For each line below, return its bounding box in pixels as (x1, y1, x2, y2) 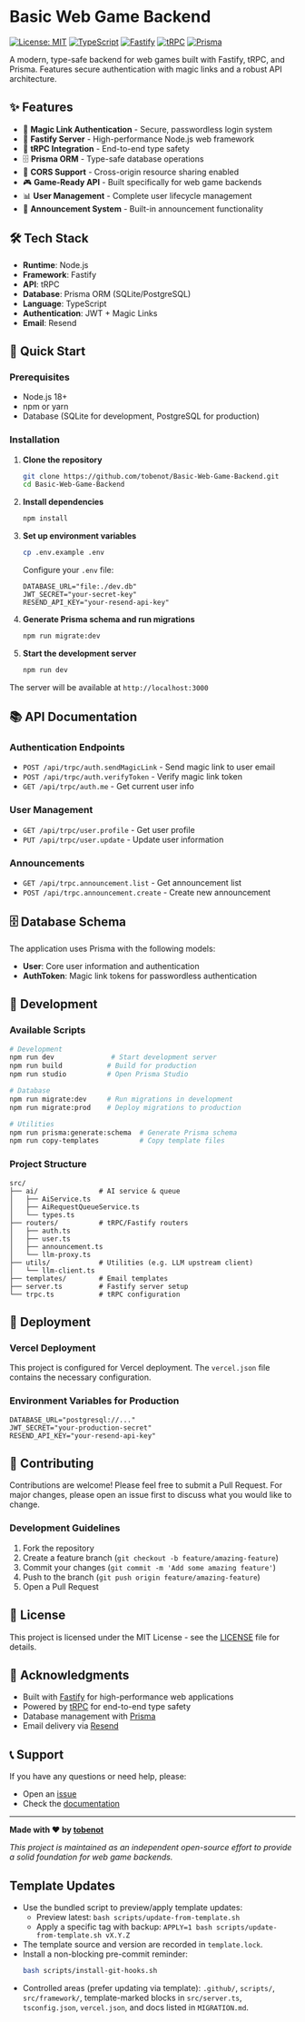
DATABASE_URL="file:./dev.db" (22, 582, 138, 591)
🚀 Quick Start (9, 343, 86, 359)
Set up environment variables (22, 530, 137, 541)
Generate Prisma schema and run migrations (22, 614, 195, 625)
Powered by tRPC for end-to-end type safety (22, 1701, 192, 1712)
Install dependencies (22, 497, 104, 508)
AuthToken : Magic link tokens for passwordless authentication (22, 970, 257, 981)
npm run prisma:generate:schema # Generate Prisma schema (9, 1128, 238, 1137)
